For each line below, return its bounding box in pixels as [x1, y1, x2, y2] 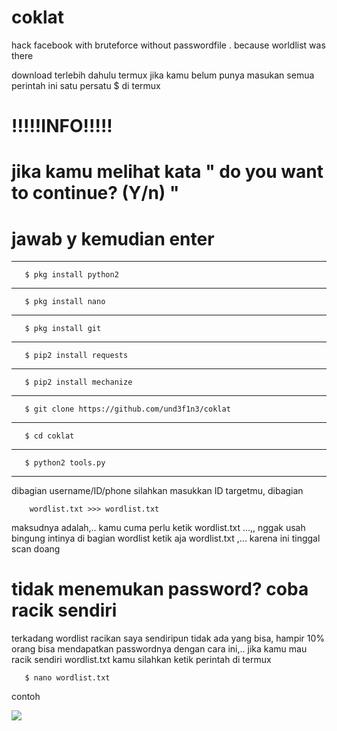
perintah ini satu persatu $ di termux [11, 79, 161, 91]
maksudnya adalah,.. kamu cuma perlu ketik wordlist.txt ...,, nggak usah [11, 522, 306, 534]
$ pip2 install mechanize [24, 377, 133, 388]
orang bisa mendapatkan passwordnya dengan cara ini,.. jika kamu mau [11, 643, 308, 655]
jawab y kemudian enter [11, 227, 215, 250]
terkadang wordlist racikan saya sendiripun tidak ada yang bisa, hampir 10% [11, 632, 326, 645]
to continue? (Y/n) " [11, 182, 180, 205]
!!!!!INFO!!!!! [11, 115, 113, 138]
